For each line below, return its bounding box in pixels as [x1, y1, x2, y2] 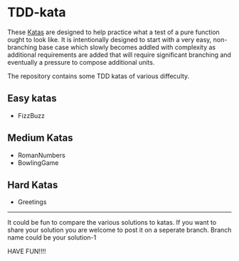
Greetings [17, 198, 47, 206]
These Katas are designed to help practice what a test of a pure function [7, 28, 221, 36]
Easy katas [7, 92, 57, 105]
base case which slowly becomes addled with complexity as [38, 43, 216, 51]
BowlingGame [17, 158, 59, 167]
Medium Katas [7, 132, 73, 144]
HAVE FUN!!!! [7, 247, 46, 256]
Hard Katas [7, 179, 58, 191]
